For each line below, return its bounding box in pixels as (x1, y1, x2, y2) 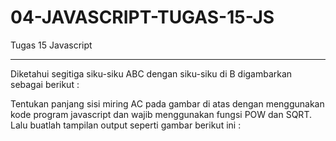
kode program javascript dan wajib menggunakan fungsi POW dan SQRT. (10, 108, 312, 120)
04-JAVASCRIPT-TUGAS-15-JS (10, 6, 275, 29)
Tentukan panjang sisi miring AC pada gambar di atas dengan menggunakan (10, 97, 325, 110)
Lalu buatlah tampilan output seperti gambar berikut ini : (10, 119, 242, 131)
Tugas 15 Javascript (10, 39, 93, 51)
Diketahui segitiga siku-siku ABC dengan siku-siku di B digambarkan (10, 67, 293, 80)
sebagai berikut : (10, 78, 80, 90)
